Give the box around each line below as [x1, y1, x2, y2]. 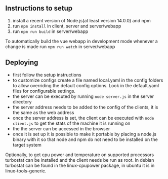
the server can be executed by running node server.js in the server [12, 93, 154, 99]
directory [12, 98, 32, 104]
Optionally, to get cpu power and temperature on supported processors [5, 152, 154, 158]
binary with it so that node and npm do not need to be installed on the [12, 136, 158, 142]
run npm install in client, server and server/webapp [12, 23, 121, 29]
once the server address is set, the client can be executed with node [12, 115, 154, 121]
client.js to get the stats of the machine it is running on [12, 120, 131, 126]
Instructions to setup [5, 4, 73, 13]
